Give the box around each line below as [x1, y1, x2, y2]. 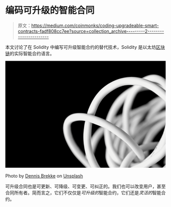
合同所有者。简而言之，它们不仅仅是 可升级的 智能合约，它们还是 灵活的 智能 [5, 189, 161, 196]
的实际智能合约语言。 [10, 50, 54, 56]
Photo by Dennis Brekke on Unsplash [5, 172, 83, 179]
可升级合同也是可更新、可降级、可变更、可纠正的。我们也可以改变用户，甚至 [5, 183, 166, 189]
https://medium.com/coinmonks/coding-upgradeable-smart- [31, 22, 159, 28]
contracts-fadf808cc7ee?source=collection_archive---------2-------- [17, 28, 164, 34]
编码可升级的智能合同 [5, 5, 95, 16]
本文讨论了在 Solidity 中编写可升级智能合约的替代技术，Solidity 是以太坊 [5, 44, 156, 50]
